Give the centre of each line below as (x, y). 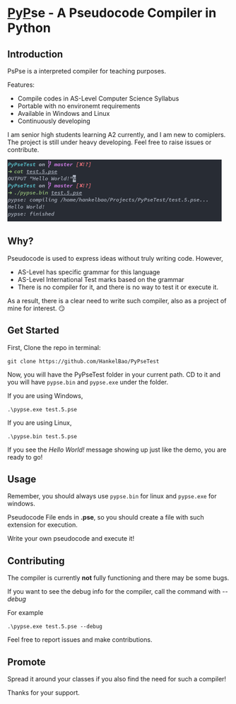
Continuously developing (54, 121)
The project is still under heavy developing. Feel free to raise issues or (110, 142)
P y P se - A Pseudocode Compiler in (112, 13)
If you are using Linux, (40, 423)
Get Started (33, 330)
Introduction (35, 54)
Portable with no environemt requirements (79, 106)
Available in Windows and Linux (64, 113)
